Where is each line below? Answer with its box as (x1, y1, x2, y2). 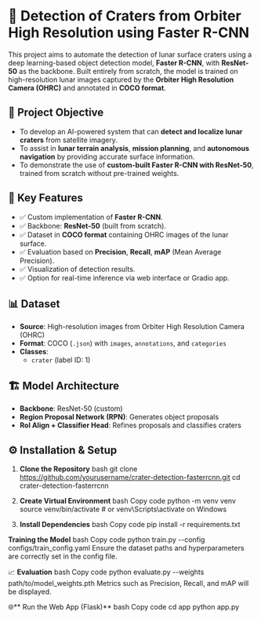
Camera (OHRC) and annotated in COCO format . (8, 82, 166, 93)
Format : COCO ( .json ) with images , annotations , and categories (19, 339, 227, 348)
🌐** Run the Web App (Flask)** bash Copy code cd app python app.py (8, 603, 240, 611)
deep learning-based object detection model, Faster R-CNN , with (8, 58, 220, 68)
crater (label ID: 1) (31, 355, 91, 364)
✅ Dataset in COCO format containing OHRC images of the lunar (19, 229, 229, 239)
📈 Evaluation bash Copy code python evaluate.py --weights (8, 567, 205, 577)
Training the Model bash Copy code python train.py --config (8, 535, 205, 544)
